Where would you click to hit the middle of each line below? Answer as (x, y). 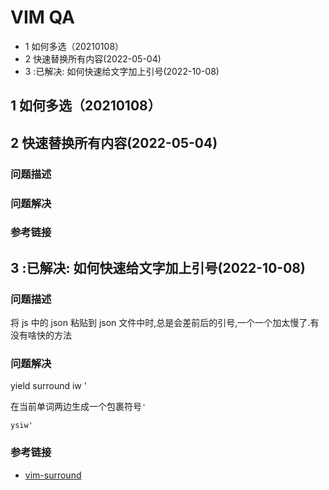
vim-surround (53, 475)
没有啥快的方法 (41, 335)
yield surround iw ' (48, 386)
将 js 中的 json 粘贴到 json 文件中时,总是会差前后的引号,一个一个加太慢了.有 (165, 323)
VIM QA (42, 17)
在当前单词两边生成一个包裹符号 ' (78, 407)
